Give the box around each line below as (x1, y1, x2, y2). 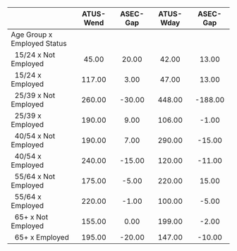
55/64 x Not (14, 172, 56, 181)
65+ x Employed (14, 233, 69, 242)
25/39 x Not (14, 91, 56, 100)
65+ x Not (14, 212, 48, 221)
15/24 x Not (14, 50, 56, 59)
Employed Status (11, 39, 67, 48)
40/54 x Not (14, 131, 56, 140)
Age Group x (11, 30, 53, 39)
